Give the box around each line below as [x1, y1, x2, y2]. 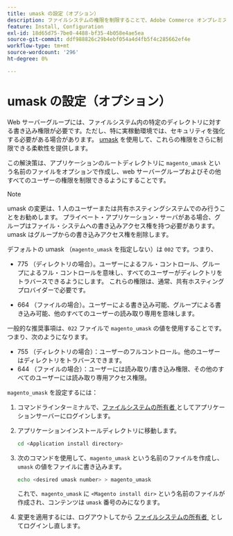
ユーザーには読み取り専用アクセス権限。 [35, 373, 151, 382]
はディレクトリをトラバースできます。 [17, 355, 126, 365]
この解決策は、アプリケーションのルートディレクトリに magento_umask [7, 158, 207, 167]
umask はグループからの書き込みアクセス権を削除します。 [7, 230, 173, 238]
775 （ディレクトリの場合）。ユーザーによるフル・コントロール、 [17, 260, 202, 268]
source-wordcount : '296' [7, 49, 79, 56]
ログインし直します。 [23, 521, 85, 530]
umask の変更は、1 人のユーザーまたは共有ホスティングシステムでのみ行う [7, 204, 220, 212]
